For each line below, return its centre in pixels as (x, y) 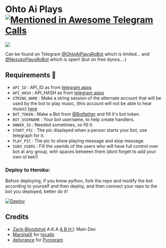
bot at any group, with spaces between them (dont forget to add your (84, 151)
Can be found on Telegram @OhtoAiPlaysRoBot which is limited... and (77, 54)
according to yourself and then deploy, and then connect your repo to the (81, 186)
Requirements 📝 (31, 75)
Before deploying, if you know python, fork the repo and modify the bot (79, 181)
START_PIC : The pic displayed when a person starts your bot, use (80, 130)
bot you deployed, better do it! (36, 192)
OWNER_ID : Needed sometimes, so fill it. (53, 125)
